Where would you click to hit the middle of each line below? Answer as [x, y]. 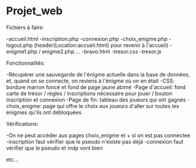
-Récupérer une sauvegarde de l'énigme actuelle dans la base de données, [98, 74]
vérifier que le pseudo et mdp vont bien [54, 148]
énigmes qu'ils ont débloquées [44, 112]
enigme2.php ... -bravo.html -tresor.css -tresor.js [102, 51]
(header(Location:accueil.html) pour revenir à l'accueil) [101, 45]
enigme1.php [22, 51]
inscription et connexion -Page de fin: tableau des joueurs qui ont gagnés [96, 100]
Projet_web [34, 11]
